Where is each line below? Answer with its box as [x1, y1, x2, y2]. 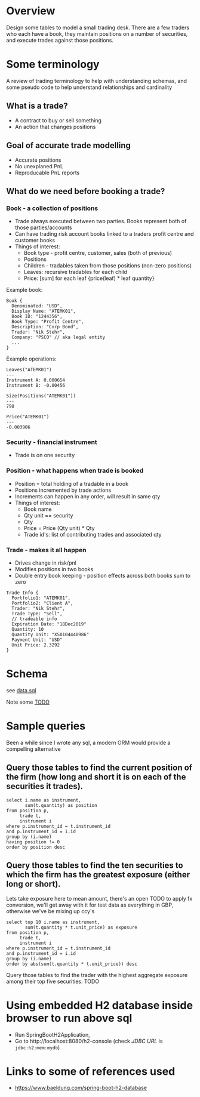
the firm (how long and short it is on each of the [6, 772, 186, 782]
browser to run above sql [6, 1011, 133, 1025]
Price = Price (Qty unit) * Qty [23, 524, 95, 532]
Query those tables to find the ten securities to [6, 861, 183, 871]
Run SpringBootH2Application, [14, 1031, 91, 1038]
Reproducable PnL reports [14, 169, 80, 176]
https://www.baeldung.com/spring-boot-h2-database [14, 1084, 147, 1092]
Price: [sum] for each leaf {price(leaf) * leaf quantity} [23, 275, 155, 282]
